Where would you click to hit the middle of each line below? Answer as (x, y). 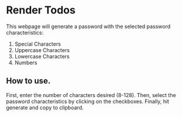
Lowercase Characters (42, 56)
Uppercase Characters (42, 50)
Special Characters (38, 44)
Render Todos (41, 10)
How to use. (28, 81)
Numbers (26, 63)
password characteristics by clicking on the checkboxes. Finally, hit (87, 101)
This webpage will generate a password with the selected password (88, 26)
